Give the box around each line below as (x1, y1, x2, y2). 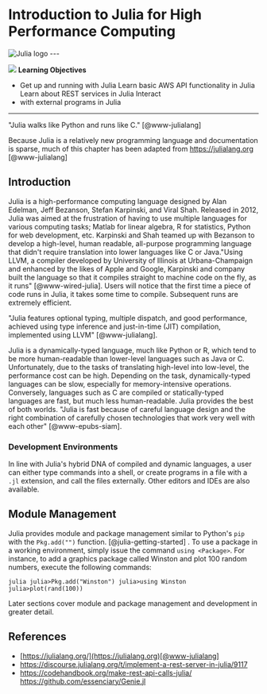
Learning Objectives (17, 65, 87, 75)
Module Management (8, 507, 117, 521)
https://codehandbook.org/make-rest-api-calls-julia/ (19, 668, 192, 677)
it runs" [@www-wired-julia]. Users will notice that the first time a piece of (8, 280, 252, 291)
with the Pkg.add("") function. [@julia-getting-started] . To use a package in (8, 537, 258, 546)
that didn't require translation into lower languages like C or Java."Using (8, 247, 244, 256)
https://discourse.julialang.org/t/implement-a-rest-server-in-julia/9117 (19, 659, 248, 669)
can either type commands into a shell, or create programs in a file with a (8, 468, 248, 477)
